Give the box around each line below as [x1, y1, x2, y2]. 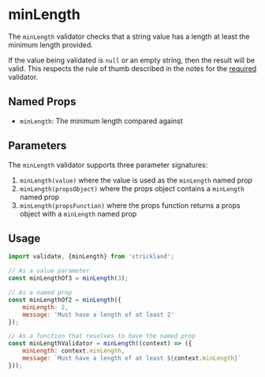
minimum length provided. [8, 40, 93, 49]
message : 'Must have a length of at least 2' [22, 311, 175, 319]
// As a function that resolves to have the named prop [8, 332, 196, 341]
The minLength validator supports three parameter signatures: [8, 160, 208, 169]
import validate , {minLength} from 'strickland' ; [8, 253, 175, 261]
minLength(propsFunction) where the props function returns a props [19, 200, 241, 210]
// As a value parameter [8, 267, 90, 275]
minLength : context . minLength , [22, 347, 125, 355]
